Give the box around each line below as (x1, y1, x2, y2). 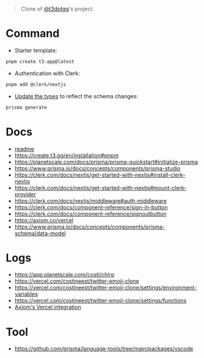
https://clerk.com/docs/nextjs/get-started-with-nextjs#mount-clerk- (14, 184, 187, 191)
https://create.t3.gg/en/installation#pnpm (14, 152, 119, 159)
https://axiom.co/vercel (14, 216, 74, 224)
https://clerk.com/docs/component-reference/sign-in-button (14, 203, 168, 211)
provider (14, 191, 36, 198)
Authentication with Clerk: (14, 70, 81, 77)
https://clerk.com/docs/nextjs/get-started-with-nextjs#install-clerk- (14, 171, 186, 178)
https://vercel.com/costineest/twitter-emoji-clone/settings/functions (14, 297, 187, 304)
